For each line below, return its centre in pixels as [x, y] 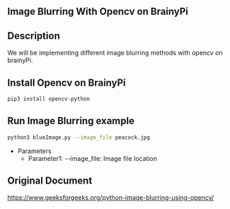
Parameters [34, 151]
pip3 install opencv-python [49, 99]
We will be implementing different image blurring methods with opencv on [115, 53]
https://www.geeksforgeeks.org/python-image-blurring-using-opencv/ [111, 198]
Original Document [50, 180]
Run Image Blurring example [71, 121]
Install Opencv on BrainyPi [67, 83]
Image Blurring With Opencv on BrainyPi [98, 12]
